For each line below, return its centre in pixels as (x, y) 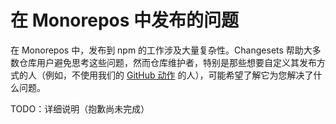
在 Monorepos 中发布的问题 (125, 20)
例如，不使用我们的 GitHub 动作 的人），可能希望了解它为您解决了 (179, 75)
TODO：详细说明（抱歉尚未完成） (80, 108)
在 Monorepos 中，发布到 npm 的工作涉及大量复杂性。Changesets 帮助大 (161, 50)
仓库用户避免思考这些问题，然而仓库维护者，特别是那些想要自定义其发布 (167, 62)
